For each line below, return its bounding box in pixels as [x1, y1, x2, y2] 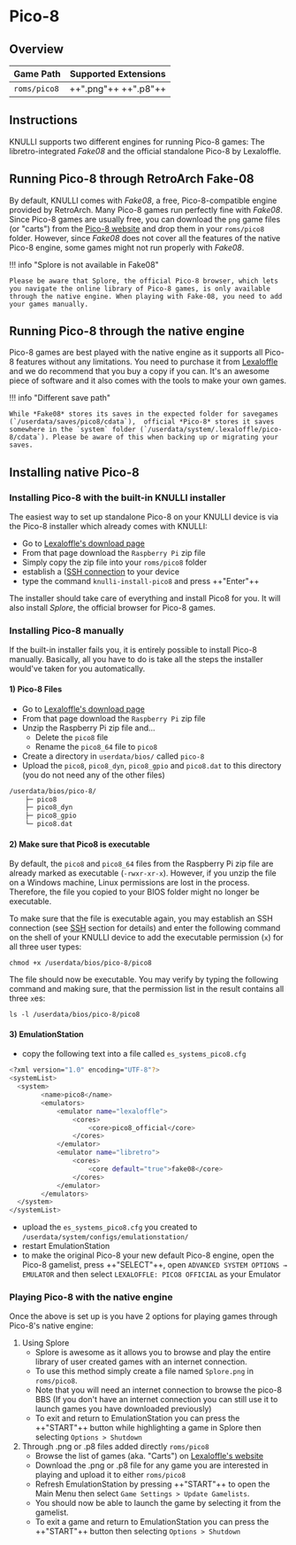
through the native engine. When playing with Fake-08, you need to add [9, 292, 283, 300]
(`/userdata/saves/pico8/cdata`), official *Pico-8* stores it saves [9, 417, 275, 426]
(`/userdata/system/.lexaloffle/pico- [140, 425, 283, 434]
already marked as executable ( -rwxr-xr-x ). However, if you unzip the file [9, 868, 277, 878]
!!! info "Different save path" [9, 393, 111, 403]
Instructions [9, 113, 78, 128]
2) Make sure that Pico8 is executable [9, 839, 150, 849]
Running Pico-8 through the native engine [9, 324, 245, 339]
